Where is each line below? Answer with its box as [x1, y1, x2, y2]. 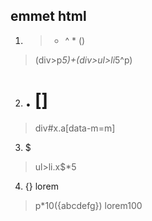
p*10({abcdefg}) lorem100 [34, 199, 143, 211]
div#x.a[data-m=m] [34, 122, 116, 134]
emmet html [10, 8, 87, 25]
